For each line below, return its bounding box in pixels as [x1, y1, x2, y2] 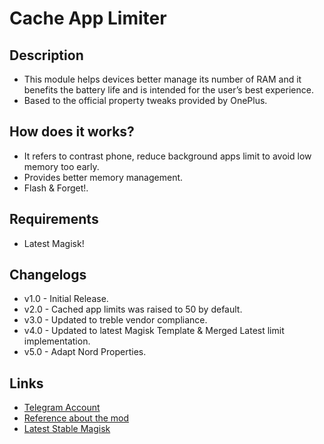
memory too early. [23, 160, 100, 172]
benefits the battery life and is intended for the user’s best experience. [23, 84, 314, 96]
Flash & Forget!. [23, 182, 89, 194]
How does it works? [9, 123, 135, 141]
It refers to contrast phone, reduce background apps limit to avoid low [23, 150, 312, 162]
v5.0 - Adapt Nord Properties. [23, 346, 147, 358]
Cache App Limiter [9, 7, 167, 30]
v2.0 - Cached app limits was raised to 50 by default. [23, 303, 243, 316]
